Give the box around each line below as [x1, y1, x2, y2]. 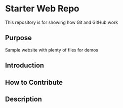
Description [5, 95, 42, 103]
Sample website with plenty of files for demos [5, 47, 99, 53]
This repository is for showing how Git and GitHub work [5, 19, 118, 25]
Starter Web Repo [5, 3, 80, 14]
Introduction [5, 61, 44, 70]
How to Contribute [5, 78, 63, 87]
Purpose [5, 34, 32, 42]
